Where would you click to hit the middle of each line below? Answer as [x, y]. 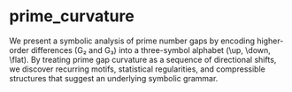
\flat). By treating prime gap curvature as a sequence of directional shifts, [143, 59]
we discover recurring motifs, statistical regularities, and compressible [137, 69]
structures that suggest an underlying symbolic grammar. [114, 78]
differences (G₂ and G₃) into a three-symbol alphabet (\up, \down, [151, 50]
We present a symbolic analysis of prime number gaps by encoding [132, 41]
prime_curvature [72, 16]
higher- [270, 41]
